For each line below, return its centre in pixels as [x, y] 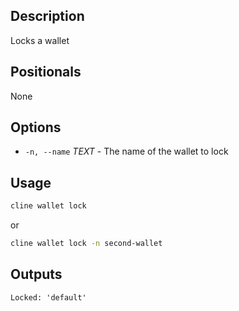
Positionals [46, 72]
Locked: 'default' [48, 297]
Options [36, 127]
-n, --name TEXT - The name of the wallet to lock [126, 151]
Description [47, 16]
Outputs [36, 274]
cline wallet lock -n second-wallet [86, 244]
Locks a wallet [40, 40]
